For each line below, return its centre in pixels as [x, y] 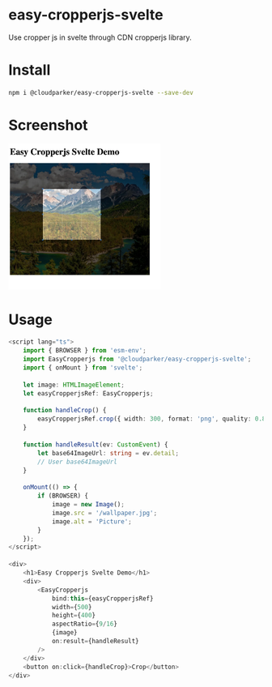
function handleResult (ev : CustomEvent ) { [96, 444]
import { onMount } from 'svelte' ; [83, 368]
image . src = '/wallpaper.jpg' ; [104, 513]
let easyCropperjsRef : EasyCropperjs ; [88, 393]
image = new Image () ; [88, 505]
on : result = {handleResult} [95, 642]
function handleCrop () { [65, 411]
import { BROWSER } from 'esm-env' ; [85, 351]
